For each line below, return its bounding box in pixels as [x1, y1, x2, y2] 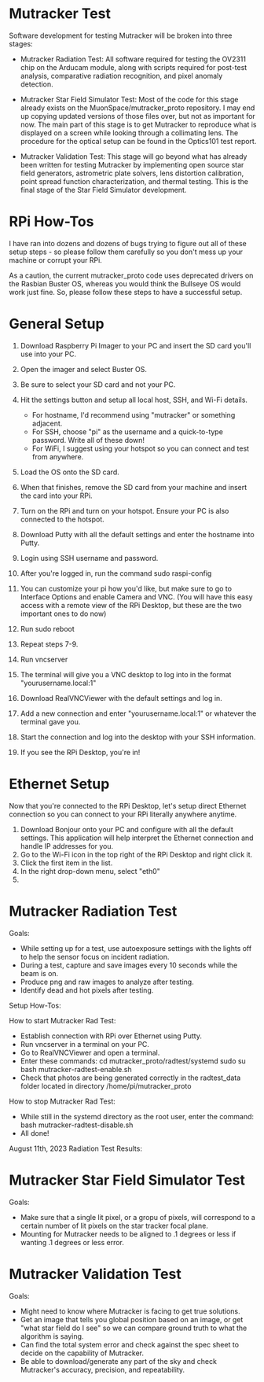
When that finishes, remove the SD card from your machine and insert [20, 482, 247, 492]
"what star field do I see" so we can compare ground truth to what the [20, 1323, 247, 1332]
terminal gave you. [20, 717, 81, 726]
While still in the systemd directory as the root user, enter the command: [20, 1111, 255, 1121]
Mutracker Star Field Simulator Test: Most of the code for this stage [20, 94, 239, 104]
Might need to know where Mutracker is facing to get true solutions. [20, 1306, 240, 1316]
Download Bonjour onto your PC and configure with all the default [20, 824, 234, 834]
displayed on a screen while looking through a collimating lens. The [20, 127, 239, 138]
